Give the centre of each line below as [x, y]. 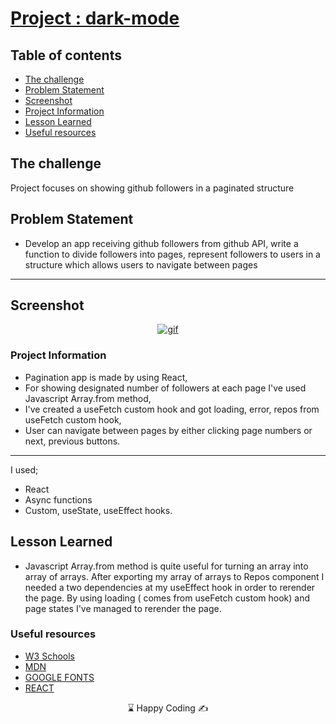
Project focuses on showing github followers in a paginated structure [152, 188]
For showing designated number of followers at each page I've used [165, 388]
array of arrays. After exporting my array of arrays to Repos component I [174, 576]
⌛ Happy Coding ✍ [168, 708]
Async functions [58, 499]
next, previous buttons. [72, 441]
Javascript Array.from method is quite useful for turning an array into [166, 566]
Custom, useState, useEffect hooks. [98, 510]
